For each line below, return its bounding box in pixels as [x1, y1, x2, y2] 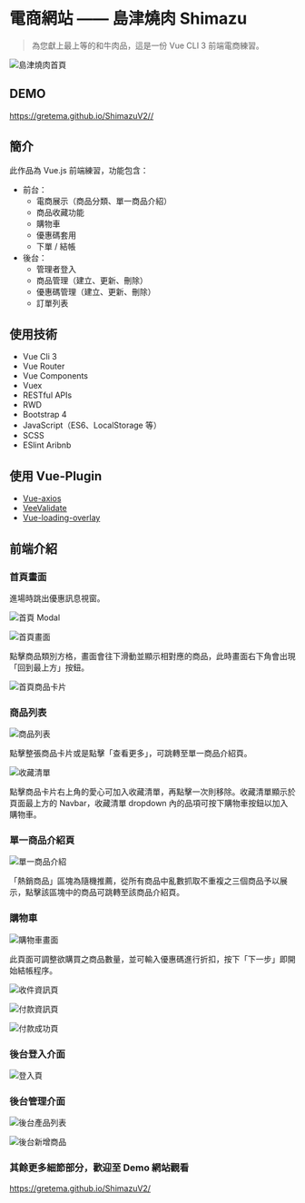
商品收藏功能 [35, 206, 84, 218]
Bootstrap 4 [22, 409, 67, 420]
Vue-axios [22, 493, 62, 504]
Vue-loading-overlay [22, 512, 101, 523]
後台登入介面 [9, 1048, 66, 1060]
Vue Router [22, 360, 65, 372]
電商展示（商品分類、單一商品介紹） [35, 195, 172, 206]
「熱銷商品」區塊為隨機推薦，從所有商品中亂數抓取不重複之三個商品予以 [9, 875, 280, 886]
